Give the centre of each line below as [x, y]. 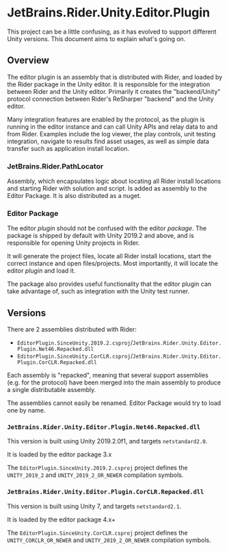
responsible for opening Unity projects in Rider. [73, 243]
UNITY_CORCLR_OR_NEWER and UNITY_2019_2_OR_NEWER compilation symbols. [109, 540]
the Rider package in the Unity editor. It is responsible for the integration [109, 84]
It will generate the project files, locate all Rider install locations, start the [109, 256]
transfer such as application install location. [68, 148]
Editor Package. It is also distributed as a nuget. [74, 196]
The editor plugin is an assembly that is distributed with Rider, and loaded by [115, 77]
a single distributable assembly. [52, 390]
